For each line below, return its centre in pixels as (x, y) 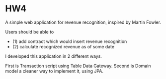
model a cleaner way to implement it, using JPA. (54, 71)
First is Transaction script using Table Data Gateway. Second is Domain (78, 66)
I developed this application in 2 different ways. (53, 56)
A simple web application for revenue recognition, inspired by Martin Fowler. (83, 22)
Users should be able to (30, 32)
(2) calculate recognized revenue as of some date (63, 46)
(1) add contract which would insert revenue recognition (70, 41)
